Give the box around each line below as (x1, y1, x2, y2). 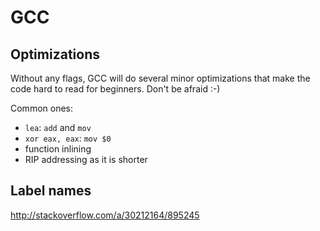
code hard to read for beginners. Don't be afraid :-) (10, 83, 221, 95)
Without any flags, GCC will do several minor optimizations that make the (10, 72, 311, 84)
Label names (10, 182, 92, 200)
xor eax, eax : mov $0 (24, 132, 112, 144)
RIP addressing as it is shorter (24, 154, 148, 165)
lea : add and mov (24, 122, 92, 133)
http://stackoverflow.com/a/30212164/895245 (10, 209, 200, 221)
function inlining (24, 143, 92, 155)
